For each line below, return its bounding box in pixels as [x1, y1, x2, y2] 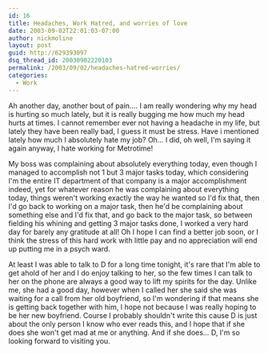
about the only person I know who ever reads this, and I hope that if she [8, 319, 246, 328]
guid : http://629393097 [8, 49, 88, 57]
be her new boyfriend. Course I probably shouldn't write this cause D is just [8, 310, 258, 320]
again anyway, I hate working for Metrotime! [8, 143, 154, 153]
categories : [8, 71, 48, 79]
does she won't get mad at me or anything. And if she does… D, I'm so [8, 328, 240, 337]
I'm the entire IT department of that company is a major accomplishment [8, 175, 247, 185]
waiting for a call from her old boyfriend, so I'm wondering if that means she [8, 293, 259, 303]
